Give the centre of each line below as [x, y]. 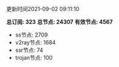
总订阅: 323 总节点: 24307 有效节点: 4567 [60, 22]
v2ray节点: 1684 [35, 42]
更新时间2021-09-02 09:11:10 [43, 9]
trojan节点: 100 [34, 58]
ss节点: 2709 [31, 35]
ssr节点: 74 [29, 50]
